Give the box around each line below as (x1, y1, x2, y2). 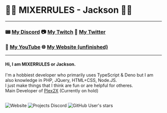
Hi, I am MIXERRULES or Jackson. (5, 61, 76, 67)
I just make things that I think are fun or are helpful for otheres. (5, 82, 133, 88)
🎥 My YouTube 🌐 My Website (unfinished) (5, 43, 108, 50)
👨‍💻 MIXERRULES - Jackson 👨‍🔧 (5, 4, 133, 16)
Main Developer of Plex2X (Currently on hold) (5, 88, 98, 94)
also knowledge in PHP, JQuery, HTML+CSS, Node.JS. (5, 77, 117, 83)
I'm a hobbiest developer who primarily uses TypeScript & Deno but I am (5, 72, 154, 78)
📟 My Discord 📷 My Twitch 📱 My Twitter (5, 28, 106, 35)
